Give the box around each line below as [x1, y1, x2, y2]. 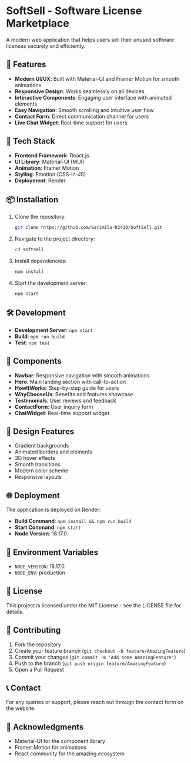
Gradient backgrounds [14, 442, 69, 449]
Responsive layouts [14, 473, 62, 481]
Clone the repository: [14, 213, 66, 221]
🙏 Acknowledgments [6, 722, 84, 732]
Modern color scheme [14, 467, 69, 474]
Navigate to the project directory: [14, 235, 95, 242]
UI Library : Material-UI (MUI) [14, 158, 85, 165]
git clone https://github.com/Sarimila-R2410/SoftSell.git [14, 225, 163, 231]
